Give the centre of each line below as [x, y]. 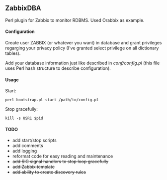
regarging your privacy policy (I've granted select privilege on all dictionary [82, 48]
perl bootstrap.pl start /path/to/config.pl [52, 100]
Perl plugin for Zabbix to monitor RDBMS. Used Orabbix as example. [75, 20]
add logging [25, 151]
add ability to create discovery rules [49, 172]
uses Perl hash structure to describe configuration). [58, 68]
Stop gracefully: [22, 109]
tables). [13, 53]
